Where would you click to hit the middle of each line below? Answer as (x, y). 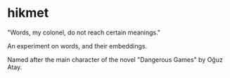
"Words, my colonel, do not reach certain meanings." (84, 32)
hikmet (28, 13)
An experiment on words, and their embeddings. (77, 46)
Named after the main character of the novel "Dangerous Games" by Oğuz (115, 59)
